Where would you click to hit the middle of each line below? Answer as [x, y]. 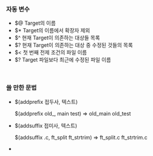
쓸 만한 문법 [21, 88]
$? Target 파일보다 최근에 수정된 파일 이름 [63, 60]
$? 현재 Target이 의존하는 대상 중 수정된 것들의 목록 [74, 45]
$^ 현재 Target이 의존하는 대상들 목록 [57, 38]
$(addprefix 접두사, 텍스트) [46, 101]
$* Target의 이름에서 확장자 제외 [52, 30]
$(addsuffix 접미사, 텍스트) [46, 126]
